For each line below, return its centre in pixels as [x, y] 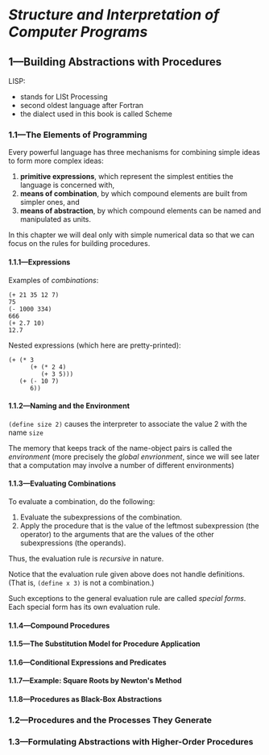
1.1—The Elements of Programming [78, 135]
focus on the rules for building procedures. [79, 244]
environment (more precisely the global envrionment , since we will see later [134, 457]
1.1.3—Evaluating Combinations [62, 484]
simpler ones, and [50, 202]
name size [26, 432]
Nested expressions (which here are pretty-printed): [95, 345]
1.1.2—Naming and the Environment [69, 406]
